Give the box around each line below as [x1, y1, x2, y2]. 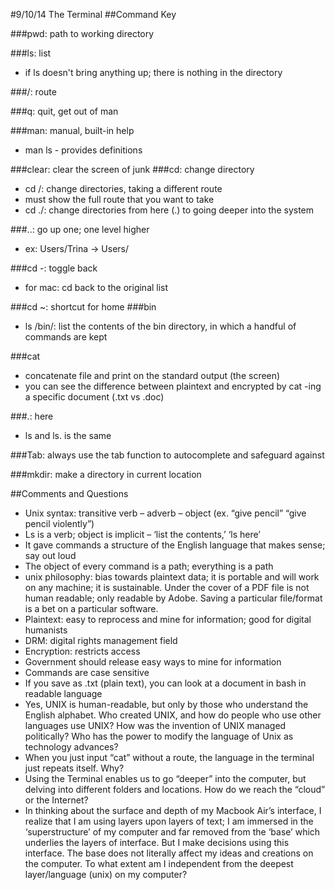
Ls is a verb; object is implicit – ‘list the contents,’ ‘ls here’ [24, 529, 261, 540]
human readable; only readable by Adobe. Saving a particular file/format [24, 592, 323, 604]
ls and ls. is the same [24, 430, 112, 441]
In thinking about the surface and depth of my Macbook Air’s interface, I [24, 805, 322, 816]
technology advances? [24, 741, 119, 753]
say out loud [24, 550, 77, 561]
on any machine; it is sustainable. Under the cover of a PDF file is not [24, 582, 310, 593]
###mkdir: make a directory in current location [10, 469, 202, 480]
